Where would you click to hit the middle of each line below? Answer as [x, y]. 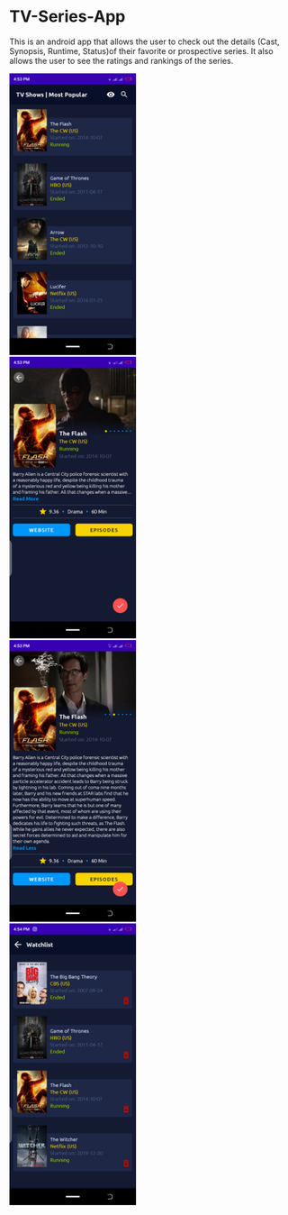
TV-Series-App [67, 17]
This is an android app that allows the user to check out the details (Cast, [145, 41]
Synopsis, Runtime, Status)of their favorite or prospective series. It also [141, 50]
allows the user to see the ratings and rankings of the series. [121, 60]
